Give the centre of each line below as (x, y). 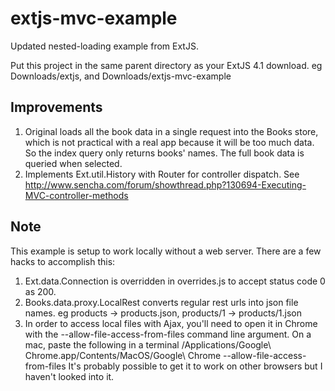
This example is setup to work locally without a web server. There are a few (166, 251)
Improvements (56, 107)
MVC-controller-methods (76, 195)
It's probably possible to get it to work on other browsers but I (195, 366)
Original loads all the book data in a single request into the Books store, (171, 131)
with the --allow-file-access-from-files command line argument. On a (168, 334)
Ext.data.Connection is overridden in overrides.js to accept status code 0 (175, 281)
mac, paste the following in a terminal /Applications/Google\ (148, 344)
